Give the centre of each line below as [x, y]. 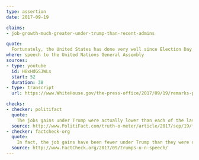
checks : [16, 104]
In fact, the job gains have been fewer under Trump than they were [103, 142]
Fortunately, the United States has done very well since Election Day [102, 50]
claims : [16, 28]
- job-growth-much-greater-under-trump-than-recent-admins [81, 33]
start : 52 [23, 77]
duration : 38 [28, 82]
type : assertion [26, 12]
